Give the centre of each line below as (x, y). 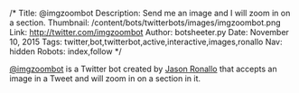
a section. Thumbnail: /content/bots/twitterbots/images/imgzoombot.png (145, 23)
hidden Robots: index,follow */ (65, 51)
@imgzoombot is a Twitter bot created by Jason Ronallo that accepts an (143, 69)
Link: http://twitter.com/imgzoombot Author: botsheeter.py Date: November (149, 32)
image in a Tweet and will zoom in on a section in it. (105, 79)
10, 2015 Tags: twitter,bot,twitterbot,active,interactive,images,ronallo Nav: (146, 42)
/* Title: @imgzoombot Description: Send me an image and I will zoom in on (150, 13)
